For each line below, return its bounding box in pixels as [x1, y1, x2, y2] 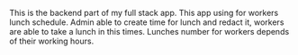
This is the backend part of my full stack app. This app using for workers [9, 8, 279, 18]
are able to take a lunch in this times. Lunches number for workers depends [9, 27, 290, 36]
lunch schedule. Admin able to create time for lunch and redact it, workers [9, 17, 284, 27]
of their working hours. [9, 35, 95, 46]
